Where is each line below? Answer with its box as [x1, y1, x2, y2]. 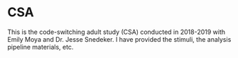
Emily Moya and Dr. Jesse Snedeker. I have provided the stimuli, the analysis [7, 35, 232, 43]
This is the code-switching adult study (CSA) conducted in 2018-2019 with [7, 28, 226, 36]
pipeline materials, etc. [7, 42, 74, 51]
